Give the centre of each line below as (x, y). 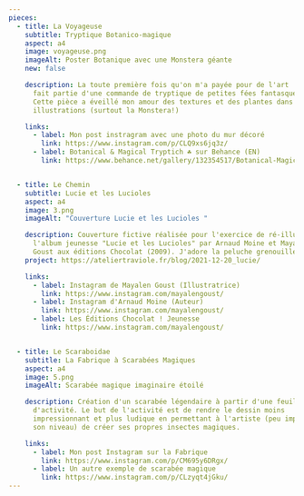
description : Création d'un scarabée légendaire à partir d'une (149, 402)
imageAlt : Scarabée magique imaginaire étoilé (114, 386)
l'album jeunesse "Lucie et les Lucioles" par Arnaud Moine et (155, 243)
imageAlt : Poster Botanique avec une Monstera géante (128, 60)
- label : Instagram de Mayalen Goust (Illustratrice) (137, 285)
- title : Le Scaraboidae (64, 352)
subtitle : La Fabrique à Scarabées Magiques (110, 360)
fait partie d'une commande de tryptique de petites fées (144, 93)
